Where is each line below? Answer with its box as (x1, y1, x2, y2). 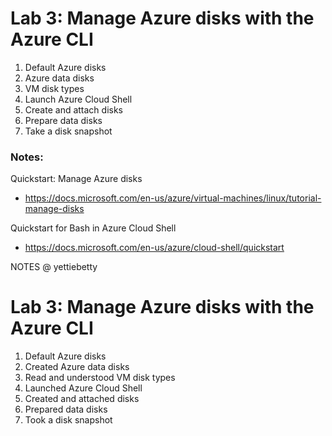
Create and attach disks (24, 103, 123, 116)
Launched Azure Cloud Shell (24, 382, 143, 394)
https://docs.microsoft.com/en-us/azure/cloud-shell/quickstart (24, 242, 285, 254)
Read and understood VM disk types (24, 372, 176, 384)
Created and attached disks (24, 393, 140, 405)
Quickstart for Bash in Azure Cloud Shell (10, 222, 177, 234)
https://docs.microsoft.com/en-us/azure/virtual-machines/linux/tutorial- (24, 192, 322, 204)
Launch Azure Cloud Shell (24, 93, 133, 105)
